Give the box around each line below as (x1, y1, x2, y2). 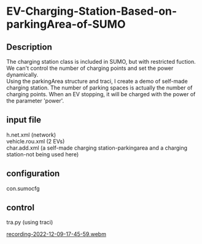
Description (6, 42, 52, 52)
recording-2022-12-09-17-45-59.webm (6, 231, 106, 238)
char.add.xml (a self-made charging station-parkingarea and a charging (6, 144, 188, 151)
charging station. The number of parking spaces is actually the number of (6, 84, 193, 91)
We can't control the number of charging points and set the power (6, 64, 174, 72)
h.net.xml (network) (6, 131, 56, 139)
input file (6, 115, 42, 125)
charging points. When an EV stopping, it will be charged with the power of (6, 91, 196, 97)
